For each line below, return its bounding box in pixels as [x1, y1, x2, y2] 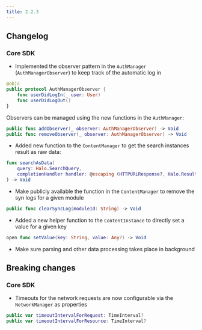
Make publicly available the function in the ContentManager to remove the [14, 188, 195, 195]
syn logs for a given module [14, 194, 84, 201]
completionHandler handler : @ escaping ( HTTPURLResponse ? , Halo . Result [17, 171, 198, 177]
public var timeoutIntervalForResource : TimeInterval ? [6, 318, 147, 325]
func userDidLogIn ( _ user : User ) [17, 92, 101, 98]
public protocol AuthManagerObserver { [6, 87, 106, 93]
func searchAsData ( [6, 160, 55, 166]
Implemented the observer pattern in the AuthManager [14, 63, 147, 70]
